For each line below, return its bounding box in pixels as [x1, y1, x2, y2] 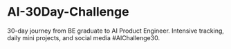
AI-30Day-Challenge [7, 4, 129, 20]
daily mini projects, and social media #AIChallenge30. [7, 33, 160, 42]
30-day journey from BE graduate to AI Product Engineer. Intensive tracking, [7, 27, 225, 35]
